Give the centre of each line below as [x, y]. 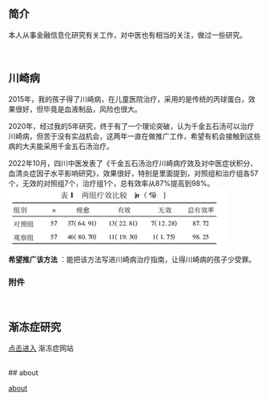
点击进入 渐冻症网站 [41, 348]
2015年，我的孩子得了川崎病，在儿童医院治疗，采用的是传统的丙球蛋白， [128, 99]
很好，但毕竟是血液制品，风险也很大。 [78, 109]
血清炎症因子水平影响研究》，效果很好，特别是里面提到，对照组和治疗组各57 [133, 173]
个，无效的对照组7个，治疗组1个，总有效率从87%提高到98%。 [111, 183]
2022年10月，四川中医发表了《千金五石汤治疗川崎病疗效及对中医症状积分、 [133, 163]
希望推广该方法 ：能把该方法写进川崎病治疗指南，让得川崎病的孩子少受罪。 [132, 259]
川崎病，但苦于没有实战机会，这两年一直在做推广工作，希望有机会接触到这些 [134, 136]
